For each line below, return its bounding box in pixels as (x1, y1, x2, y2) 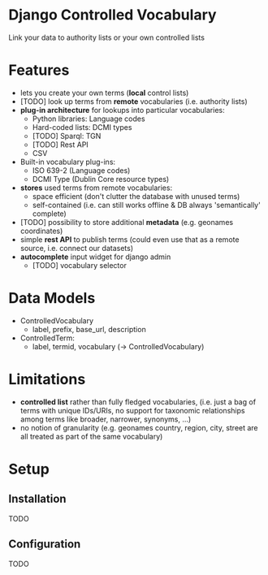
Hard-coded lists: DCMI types (32, 122, 132, 132)
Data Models (8, 289, 96, 308)
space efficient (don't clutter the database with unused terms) (32, 191, 240, 201)
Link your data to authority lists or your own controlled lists (8, 32, 205, 42)
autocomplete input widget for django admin (19, 252, 171, 262)
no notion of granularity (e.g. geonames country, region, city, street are (19, 422, 258, 432)
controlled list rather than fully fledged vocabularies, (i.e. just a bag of (19, 396, 257, 407)
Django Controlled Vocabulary (8, 6, 217, 24)
